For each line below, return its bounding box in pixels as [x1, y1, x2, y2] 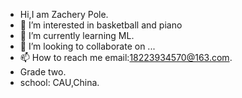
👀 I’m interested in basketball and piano [19, 19, 183, 31]
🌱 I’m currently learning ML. [19, 30, 135, 41]
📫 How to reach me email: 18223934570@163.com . [19, 52, 233, 63]
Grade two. [19, 66, 67, 78]
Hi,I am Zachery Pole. [19, 9, 109, 20]
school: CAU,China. [19, 77, 100, 88]
